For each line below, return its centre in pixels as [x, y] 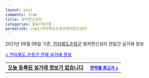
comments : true [21, 15]
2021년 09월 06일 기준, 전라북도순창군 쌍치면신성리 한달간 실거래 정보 [75, 44]
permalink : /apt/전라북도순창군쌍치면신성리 [46, 29]
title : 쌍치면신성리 [24, 19]
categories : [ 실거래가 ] [28, 24]
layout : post [19, 10]
